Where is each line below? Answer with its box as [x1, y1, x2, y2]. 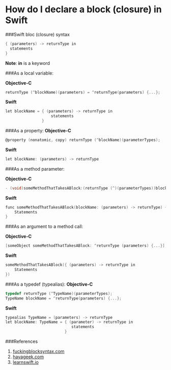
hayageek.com [12, 354, 44, 360]
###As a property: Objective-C [5, 128, 71, 134]
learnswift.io [12, 359, 39, 365]
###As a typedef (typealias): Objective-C [5, 281, 93, 287]
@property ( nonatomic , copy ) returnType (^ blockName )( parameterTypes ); [5, 137, 160, 143]
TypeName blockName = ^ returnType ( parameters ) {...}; [5, 295, 122, 301]
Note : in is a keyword [5, 60, 50, 66]
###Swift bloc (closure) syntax [5, 31, 70, 37]
